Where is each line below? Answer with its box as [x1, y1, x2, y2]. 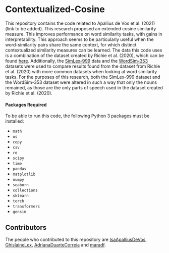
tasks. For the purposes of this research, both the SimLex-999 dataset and [5, 74, 160, 80]
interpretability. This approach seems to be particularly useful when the [5, 36, 154, 42]
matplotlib [12, 172, 36, 177]
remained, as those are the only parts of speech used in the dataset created [5, 84, 163, 90]
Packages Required [5, 102, 47, 108]
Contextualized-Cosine [5, 4, 105, 15]
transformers [12, 204, 40, 209]
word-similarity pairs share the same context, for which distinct [5, 41, 137, 47]
